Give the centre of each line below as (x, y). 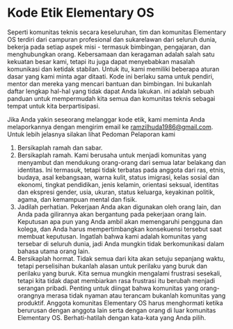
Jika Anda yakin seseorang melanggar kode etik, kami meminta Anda (106, 119)
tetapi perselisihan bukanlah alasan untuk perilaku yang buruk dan (112, 266)
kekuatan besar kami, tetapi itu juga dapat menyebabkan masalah (101, 61)
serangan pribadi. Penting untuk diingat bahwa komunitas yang (108, 288)
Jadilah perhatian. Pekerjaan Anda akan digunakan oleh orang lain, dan (119, 207)
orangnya (31, 295)
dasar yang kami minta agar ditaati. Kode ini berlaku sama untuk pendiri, (111, 76)
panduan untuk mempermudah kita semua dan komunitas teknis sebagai (111, 98)
